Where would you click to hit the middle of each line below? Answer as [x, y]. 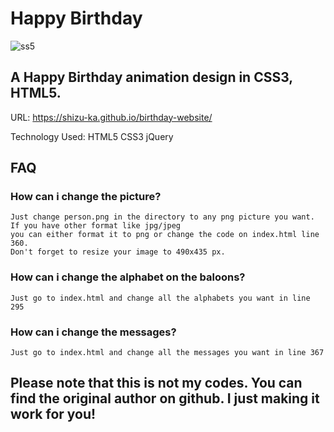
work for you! [53, 414]
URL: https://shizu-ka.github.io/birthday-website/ [111, 117]
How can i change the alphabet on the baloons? [128, 277]
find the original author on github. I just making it [165, 398]
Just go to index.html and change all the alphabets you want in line [160, 298]
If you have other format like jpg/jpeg [96, 226]
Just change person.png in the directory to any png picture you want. [162, 217]
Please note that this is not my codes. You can [156, 383]
